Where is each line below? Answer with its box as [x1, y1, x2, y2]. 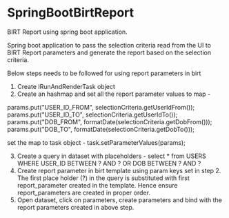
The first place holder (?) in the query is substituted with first [17, 174, 190, 182]
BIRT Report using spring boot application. [7, 28, 128, 36]
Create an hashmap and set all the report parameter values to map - [17, 90, 211, 98]
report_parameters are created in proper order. [17, 188, 150, 197]
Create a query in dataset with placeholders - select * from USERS [17, 152, 207, 160]
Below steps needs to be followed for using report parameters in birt [7, 69, 201, 77]
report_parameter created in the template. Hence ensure [17, 181, 178, 189]
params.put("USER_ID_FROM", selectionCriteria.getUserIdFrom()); [7, 103, 195, 111]
